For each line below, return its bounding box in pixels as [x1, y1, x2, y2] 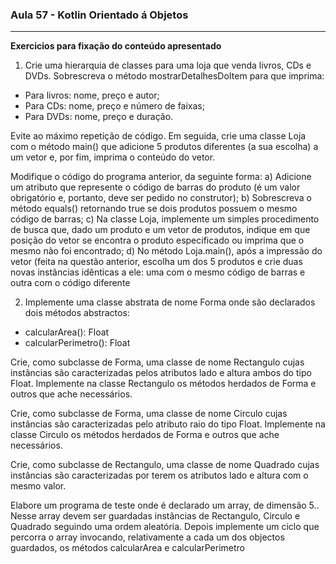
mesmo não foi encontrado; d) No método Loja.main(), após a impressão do [10, 245, 323, 257]
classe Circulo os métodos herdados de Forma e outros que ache [10, 429, 280, 441]
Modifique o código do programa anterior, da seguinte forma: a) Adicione [10, 171, 312, 183]
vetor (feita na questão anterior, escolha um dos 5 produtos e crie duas [10, 256, 303, 268]
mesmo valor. [10, 480, 67, 492]
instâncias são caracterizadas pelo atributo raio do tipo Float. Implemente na [10, 418, 326, 430]
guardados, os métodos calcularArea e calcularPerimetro [10, 542, 245, 554]
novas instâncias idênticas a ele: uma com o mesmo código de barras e [10, 266, 306, 278]
